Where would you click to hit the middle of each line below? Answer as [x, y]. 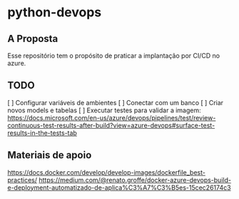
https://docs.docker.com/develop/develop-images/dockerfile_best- [106, 172]
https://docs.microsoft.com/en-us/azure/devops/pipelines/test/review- [112, 117]
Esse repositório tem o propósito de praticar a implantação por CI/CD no [113, 55]
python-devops [55, 12]
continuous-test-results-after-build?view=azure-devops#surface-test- [111, 125]
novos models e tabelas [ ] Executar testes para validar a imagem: [104, 110]
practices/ [22, 180]
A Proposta [33, 39]
